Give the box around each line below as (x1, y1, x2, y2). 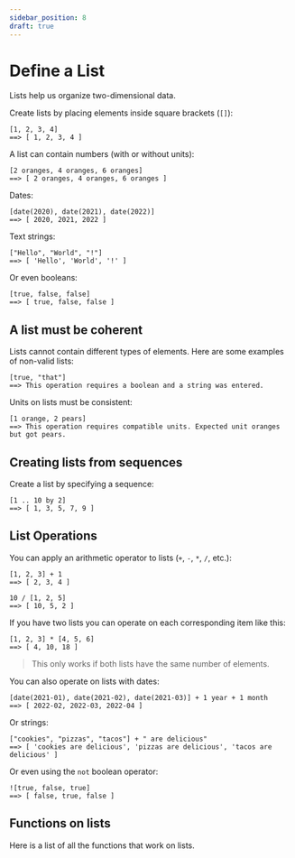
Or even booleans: (9, 272, 78, 283)
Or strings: (9, 716, 49, 727)
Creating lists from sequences (9, 455, 183, 470)
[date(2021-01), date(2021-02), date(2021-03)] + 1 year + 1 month (9, 693, 269, 702)
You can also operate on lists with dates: (9, 676, 160, 687)
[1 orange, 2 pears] (9, 414, 88, 424)
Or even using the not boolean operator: (9, 766, 159, 777)
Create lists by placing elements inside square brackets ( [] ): (9, 107, 234, 118)
